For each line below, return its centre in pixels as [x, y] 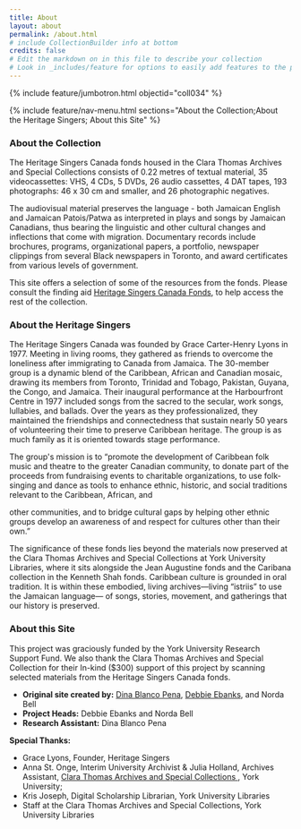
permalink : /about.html [54, 34]
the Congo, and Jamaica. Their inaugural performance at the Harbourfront [146, 392]
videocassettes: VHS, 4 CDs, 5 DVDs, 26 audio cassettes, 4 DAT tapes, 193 [148, 182]
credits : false [38, 51]
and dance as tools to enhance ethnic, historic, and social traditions [163, 485]
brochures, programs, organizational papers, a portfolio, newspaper [134, 246]
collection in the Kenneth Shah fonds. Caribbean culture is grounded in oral [148, 577]
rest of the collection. [48, 302]
